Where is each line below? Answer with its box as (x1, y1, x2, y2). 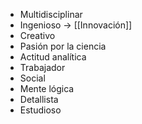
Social (19, 72, 46, 84)
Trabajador (19, 62, 66, 73)
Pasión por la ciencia (19, 40, 107, 52)
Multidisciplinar (19, 9, 83, 20)
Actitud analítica (19, 51, 87, 63)
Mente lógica (19, 83, 75, 94)
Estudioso (19, 104, 62, 116)
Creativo (19, 30, 56, 41)
